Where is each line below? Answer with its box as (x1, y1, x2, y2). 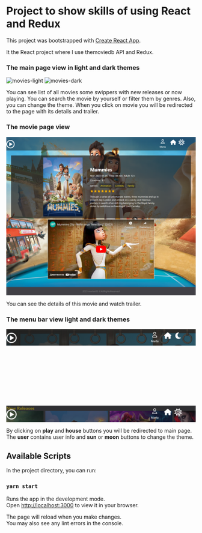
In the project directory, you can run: (6, 467, 97, 474)
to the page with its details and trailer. (6, 108, 99, 115)
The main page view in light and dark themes (6, 63, 140, 71)
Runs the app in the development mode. (6, 495, 105, 502)
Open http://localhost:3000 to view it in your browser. (6, 502, 139, 509)
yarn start (6, 483, 38, 490)
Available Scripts (6, 451, 71, 461)
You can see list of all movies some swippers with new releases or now (6, 89, 182, 96)
